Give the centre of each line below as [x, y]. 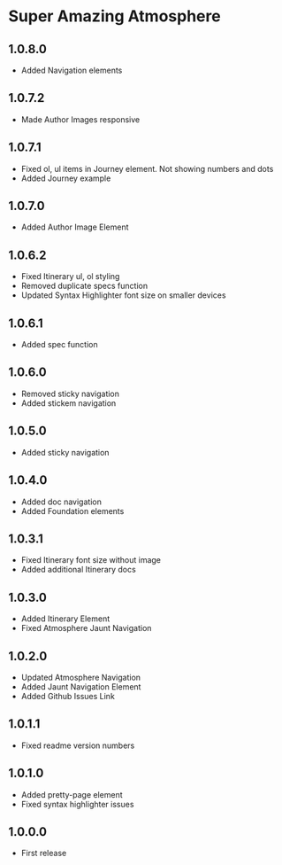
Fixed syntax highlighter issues [77, 804]
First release [44, 853]
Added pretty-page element [72, 794]
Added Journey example [66, 178]
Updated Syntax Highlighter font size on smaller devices [123, 295]
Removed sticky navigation [70, 394]
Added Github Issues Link [68, 696]
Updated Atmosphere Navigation [81, 677]
